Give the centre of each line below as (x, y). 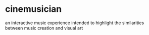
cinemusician (33, 9)
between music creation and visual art (44, 28)
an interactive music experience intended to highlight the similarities (75, 23)
